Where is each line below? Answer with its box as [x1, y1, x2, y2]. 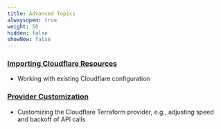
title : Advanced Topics [7, 10, 76, 17]
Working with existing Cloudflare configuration [17, 74, 150, 83]
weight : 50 [7, 23, 39, 30]
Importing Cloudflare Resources [7, 59, 118, 69]
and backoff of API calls [17, 115, 86, 123]
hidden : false [7, 29, 48, 37]
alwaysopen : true [7, 17, 58, 24]
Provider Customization [7, 92, 89, 101]
